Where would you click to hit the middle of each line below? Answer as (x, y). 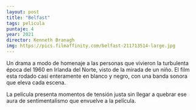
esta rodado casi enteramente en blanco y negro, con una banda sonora (97, 76)
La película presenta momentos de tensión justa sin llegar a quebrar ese (96, 94)
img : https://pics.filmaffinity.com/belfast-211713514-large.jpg (91, 46)
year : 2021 (20, 35)
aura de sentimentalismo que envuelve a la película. (71, 100)
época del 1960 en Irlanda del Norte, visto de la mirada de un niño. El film (98, 69)
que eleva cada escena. (36, 82)
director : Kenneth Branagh (40, 40)
